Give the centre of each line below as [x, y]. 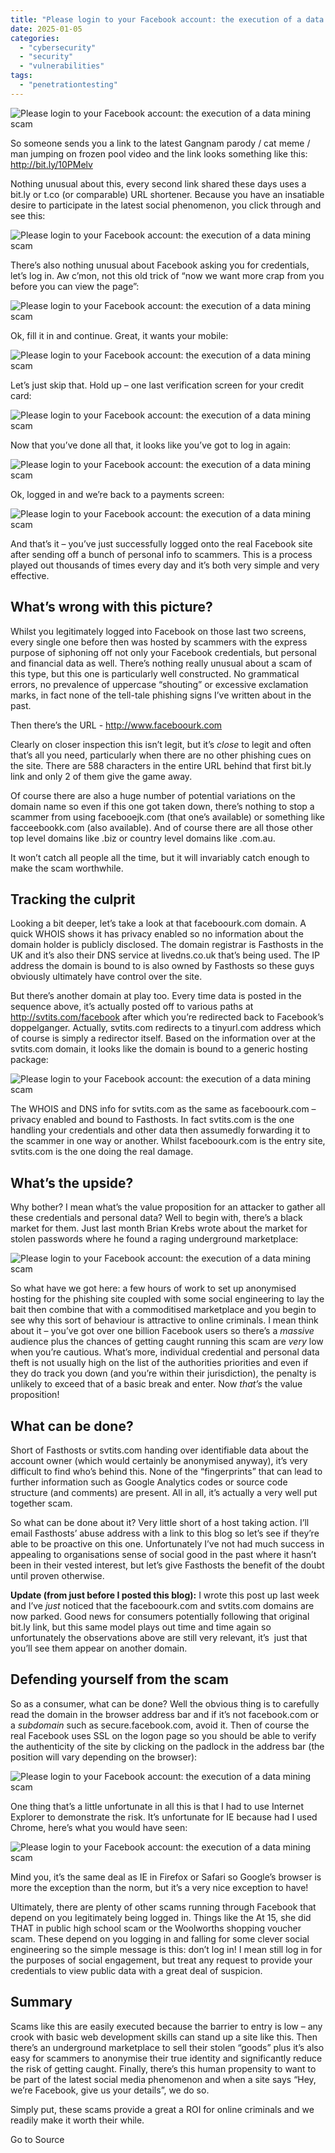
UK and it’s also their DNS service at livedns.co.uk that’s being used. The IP [165, 955]
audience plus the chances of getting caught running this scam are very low [167, 1342]
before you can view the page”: [75, 286]
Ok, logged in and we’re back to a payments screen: [117, 494]
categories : [35, 38]
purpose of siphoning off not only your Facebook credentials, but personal [163, 652]
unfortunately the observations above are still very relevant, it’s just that [159, 1637]
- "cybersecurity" [58, 47]
